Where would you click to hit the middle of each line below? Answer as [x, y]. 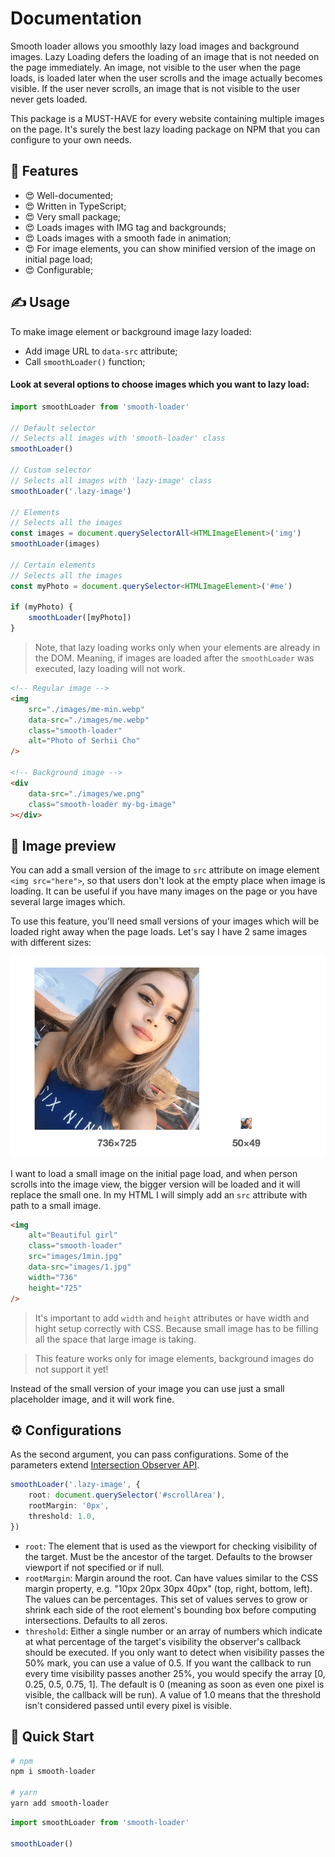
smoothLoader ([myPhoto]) [80, 618]
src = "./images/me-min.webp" [86, 709]
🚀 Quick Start [52, 1737]
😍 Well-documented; [69, 195]
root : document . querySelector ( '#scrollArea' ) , [127, 1495]
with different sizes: [51, 943]
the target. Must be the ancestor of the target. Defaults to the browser [168, 1556]
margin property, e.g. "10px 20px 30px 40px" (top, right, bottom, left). [168, 1588]
